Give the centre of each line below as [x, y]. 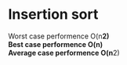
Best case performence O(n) [56, 44]
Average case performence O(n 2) [64, 52]
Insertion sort [53, 14]
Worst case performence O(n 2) [59, 36]
